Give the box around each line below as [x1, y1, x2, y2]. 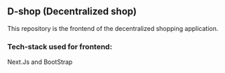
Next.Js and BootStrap [7, 58, 73, 66]
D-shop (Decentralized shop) [7, 6, 137, 18]
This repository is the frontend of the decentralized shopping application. [7, 24, 219, 32]
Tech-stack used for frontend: [7, 41, 113, 51]
